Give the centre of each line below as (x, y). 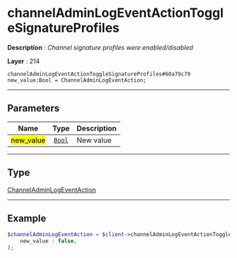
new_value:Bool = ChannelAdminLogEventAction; (77, 80)
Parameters (34, 108)
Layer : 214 (24, 61)
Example (27, 218)
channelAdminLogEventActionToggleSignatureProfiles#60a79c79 (99, 74)
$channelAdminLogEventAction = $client (66, 235)
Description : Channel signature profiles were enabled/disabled (101, 47)
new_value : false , (49, 241)
